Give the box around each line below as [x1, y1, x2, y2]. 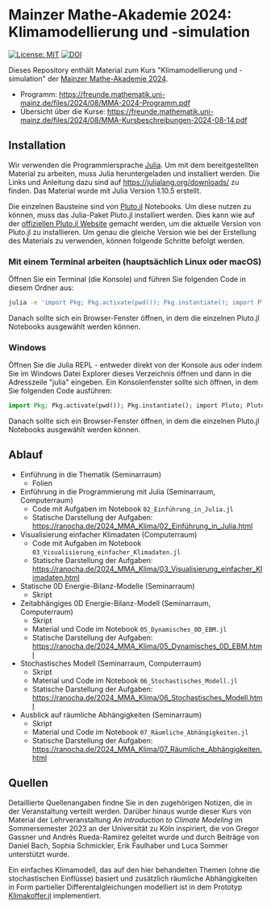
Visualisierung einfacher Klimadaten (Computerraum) [19, 529, 198, 539]
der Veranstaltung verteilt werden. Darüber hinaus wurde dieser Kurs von [8, 806, 252, 816]
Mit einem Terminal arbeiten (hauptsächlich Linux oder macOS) [8, 256, 262, 267]
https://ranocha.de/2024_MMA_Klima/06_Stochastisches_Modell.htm [31, 692, 263, 702]
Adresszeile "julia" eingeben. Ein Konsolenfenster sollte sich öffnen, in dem [8, 377, 258, 387]
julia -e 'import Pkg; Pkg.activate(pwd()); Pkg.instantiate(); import [8, 299, 254, 307]
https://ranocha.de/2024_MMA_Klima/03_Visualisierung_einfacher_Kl [31, 564, 263, 574]
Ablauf [8, 448, 44, 462]
